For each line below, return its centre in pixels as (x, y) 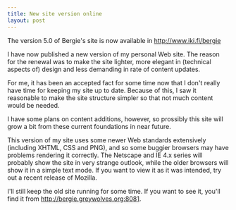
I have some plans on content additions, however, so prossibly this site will (115, 119)
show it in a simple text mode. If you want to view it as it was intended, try (114, 170)
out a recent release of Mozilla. (52, 178)
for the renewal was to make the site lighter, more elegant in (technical (109, 61)
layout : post (26, 20)
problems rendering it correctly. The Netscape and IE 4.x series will (105, 155)
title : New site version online (55, 14)
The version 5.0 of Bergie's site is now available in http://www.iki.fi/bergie (114, 40)
